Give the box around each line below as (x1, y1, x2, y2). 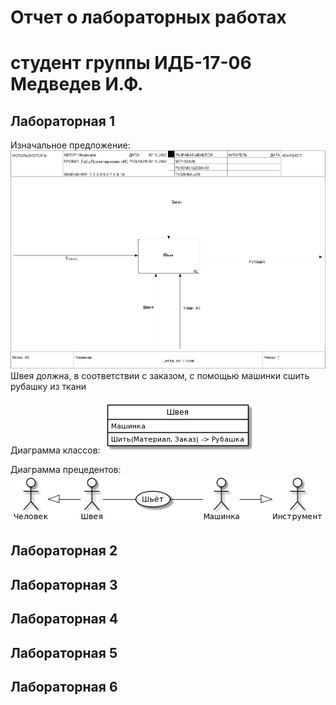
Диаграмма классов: (10, 444, 101, 456)
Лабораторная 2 (10, 542, 118, 560)
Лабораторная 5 (10, 644, 118, 661)
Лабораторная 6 (10, 678, 118, 695)
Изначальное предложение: (10, 139, 131, 151)
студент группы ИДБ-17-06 (10, 52, 252, 75)
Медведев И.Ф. (10, 73, 144, 96)
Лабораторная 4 (10, 611, 119, 628)
